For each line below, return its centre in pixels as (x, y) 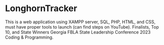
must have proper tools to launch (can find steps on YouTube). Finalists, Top (82, 27)
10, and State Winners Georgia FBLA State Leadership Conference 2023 (78, 32)
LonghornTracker (41, 8)
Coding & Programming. (29, 37)
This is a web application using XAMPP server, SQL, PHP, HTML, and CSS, (80, 22)
